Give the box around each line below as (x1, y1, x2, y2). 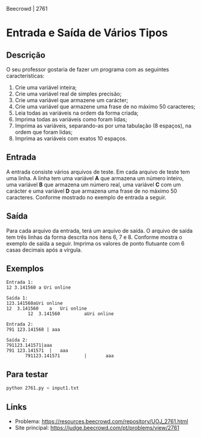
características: (6, 72, 45, 79)
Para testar (6, 369, 49, 379)
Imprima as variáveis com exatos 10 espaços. (14, 135, 127, 142)
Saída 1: (6, 295, 28, 301)
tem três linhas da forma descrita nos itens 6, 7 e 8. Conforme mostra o (6, 234, 182, 241)
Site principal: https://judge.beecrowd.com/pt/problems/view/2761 (14, 424, 180, 431)
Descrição (6, 50, 46, 60)
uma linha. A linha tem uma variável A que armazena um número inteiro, (6, 174, 184, 182)
